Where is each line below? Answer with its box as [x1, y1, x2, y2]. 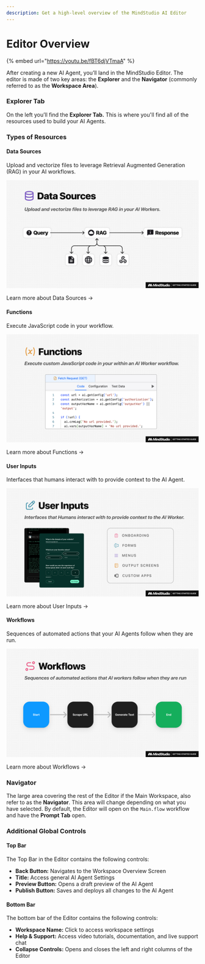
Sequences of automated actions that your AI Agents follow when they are [6, 630, 193, 637]
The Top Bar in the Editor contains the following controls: [6, 855, 149, 863]
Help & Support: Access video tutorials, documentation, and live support [15, 933, 198, 940]
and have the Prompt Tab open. [6, 811, 87, 819]
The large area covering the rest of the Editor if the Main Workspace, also [6, 792, 191, 799]
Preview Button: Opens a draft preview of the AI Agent [15, 880, 154, 888]
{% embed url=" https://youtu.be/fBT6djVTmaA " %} [6, 57, 135, 64]
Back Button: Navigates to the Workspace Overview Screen [15, 868, 167, 875]
